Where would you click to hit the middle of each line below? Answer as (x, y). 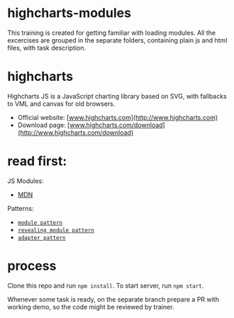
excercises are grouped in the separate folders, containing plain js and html (117, 40)
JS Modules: (26, 181)
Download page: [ (44, 125)
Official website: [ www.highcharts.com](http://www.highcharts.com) (118, 117)
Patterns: (21, 208)
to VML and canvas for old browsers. (61, 104)
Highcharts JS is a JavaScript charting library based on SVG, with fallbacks (117, 96)
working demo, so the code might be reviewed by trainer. (91, 307)
